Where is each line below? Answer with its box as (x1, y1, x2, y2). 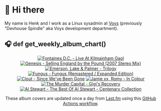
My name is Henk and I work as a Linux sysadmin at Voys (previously (4, 20, 142, 26)
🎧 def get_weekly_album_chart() (4, 40, 106, 48)
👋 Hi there (4, 4, 44, 15)
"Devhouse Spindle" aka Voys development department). (4, 25, 118, 31)
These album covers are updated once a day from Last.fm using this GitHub (5, 95, 157, 101)
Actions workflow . (63, 100, 99, 106)
